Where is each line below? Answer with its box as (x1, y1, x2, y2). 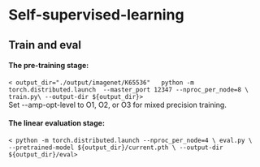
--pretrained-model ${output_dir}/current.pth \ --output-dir (8, 143, 223, 152)
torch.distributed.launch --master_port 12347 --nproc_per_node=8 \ (8, 85, 249, 94)
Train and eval (8, 38, 81, 52)
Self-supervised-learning (8, 6, 184, 24)
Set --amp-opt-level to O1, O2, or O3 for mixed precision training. (8, 100, 227, 109)
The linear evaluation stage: (8, 118, 106, 128)
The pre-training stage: (8, 61, 89, 71)
